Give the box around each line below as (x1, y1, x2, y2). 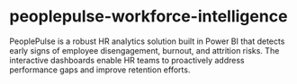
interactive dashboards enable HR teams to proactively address (9, 55, 245, 65)
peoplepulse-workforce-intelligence (9, 6, 288, 27)
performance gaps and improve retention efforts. (9, 64, 191, 75)
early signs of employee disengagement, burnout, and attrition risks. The (9, 45, 280, 55)
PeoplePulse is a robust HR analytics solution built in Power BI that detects (9, 36, 285, 46)
